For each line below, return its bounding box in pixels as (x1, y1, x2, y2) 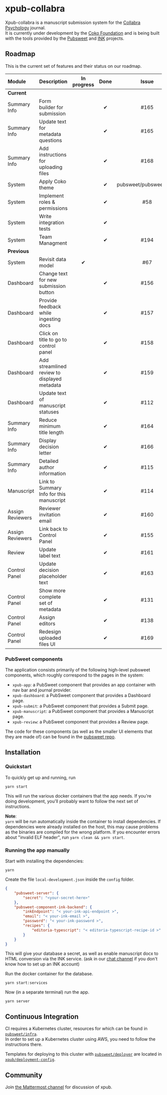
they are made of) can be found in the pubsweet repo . (5, 734, 116, 740)
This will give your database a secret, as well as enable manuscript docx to (5, 951, 159, 957)
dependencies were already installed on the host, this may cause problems (5, 823, 159, 829)
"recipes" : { (23, 923, 50, 928)
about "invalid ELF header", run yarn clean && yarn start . (5, 834, 125, 840)
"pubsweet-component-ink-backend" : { (14, 905, 92, 910)
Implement (39, 192, 64, 199)
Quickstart (5, 763, 32, 770)
